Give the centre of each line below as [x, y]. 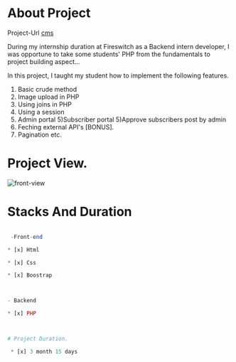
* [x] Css [22, 262]
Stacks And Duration [70, 212]
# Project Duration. [38, 339]
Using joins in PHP [45, 104]
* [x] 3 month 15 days [44, 351]
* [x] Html [23, 250]
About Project [49, 13]
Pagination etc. [39, 134]
